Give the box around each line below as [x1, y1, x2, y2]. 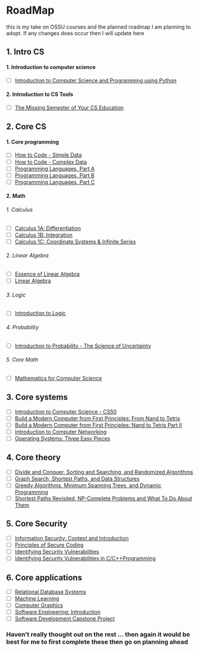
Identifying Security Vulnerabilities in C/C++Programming [14, 555, 156, 562]
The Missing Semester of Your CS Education [14, 104, 124, 111]
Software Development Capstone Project [14, 615, 115, 622]
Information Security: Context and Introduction [14, 534, 129, 542]
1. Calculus [6, 206, 33, 213]
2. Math [6, 192, 26, 199]
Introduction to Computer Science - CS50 [14, 408, 117, 415]
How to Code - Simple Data [14, 151, 82, 158]
